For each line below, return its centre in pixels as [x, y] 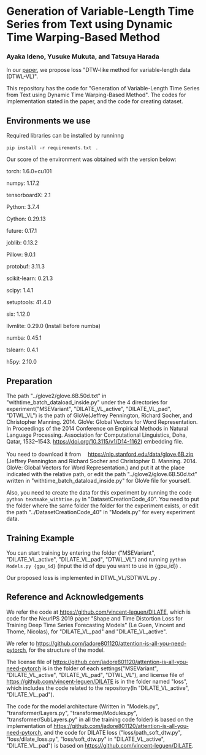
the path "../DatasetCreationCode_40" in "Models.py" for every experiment [101, 512]
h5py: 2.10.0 [21, 362]
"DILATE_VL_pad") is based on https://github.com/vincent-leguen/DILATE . [100, 745]
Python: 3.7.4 [23, 207]
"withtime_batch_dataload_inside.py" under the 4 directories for [87, 402]
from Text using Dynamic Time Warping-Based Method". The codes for [96, 95]
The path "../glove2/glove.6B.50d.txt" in [56, 396]
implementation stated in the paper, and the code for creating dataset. [95, 101]
